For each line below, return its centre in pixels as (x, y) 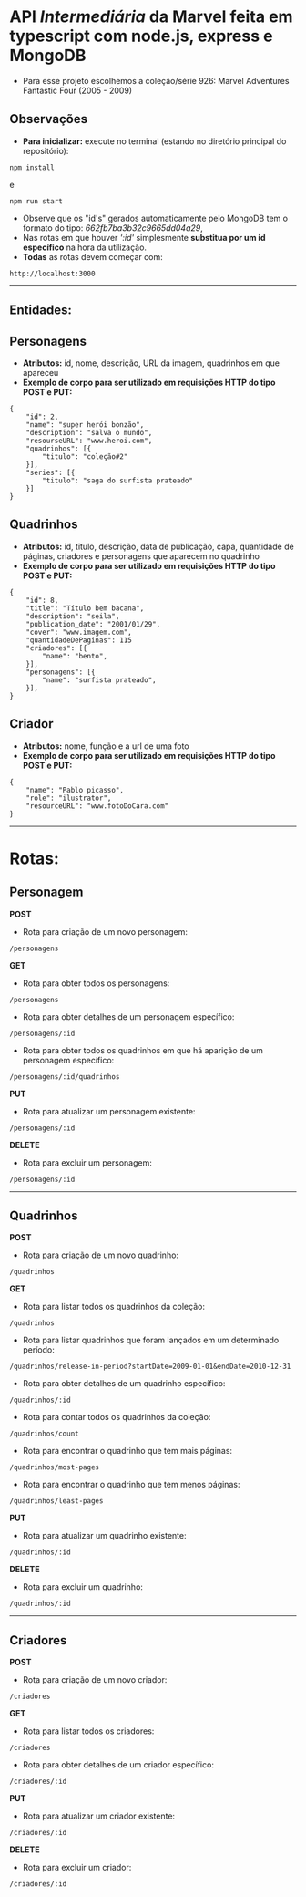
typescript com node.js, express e (141, 36)
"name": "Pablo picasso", (75, 790)
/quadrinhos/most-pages (55, 1467)
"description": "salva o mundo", (89, 432)
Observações (49, 119)
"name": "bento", (75, 656)
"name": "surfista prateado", (99, 680)
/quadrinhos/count (44, 1434)
